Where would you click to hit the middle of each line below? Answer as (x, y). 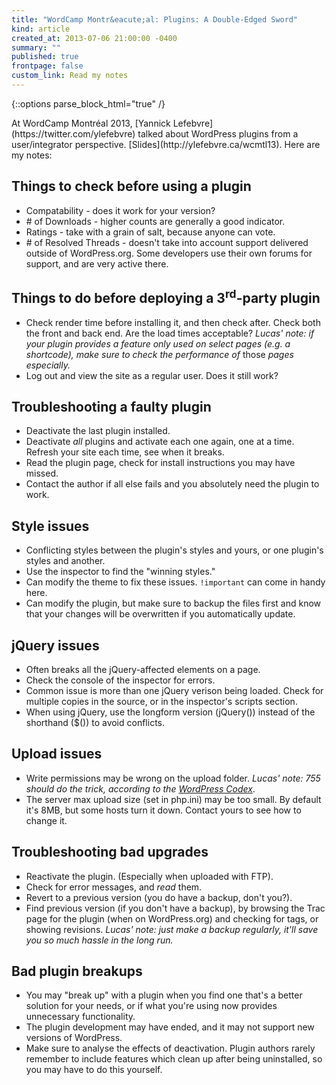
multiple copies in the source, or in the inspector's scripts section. (161, 701)
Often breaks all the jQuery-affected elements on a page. (143, 669)
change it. (46, 820)
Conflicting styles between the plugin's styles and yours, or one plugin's (174, 550)
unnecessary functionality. (80, 1017)
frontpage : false (47, 66)
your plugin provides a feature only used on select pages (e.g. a (158, 343)
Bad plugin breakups (77, 971)
